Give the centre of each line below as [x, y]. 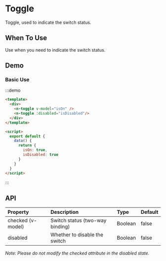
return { [27, 145]
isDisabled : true [41, 155]
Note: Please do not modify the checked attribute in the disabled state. [77, 253]
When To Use [26, 38]
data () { [23, 141]
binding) [60, 227]
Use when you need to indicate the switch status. [55, 50]
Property [18, 212]
